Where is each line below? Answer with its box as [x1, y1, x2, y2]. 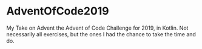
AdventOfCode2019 [6, 4, 109, 18]
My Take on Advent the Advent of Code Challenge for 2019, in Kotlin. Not [6, 24, 189, 31]
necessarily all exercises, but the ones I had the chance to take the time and [6, 30, 196, 38]
